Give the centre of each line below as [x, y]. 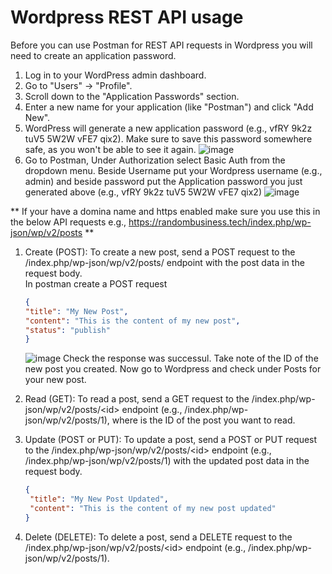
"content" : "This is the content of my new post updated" [153, 509]
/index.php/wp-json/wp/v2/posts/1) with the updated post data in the [167, 461]
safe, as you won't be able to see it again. [110, 149]
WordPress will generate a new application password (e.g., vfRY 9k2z [168, 128]
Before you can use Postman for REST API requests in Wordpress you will [161, 45]
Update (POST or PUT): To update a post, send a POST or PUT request [171, 440]
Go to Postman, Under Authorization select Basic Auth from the [155, 160]
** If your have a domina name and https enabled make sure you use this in [165, 211]
